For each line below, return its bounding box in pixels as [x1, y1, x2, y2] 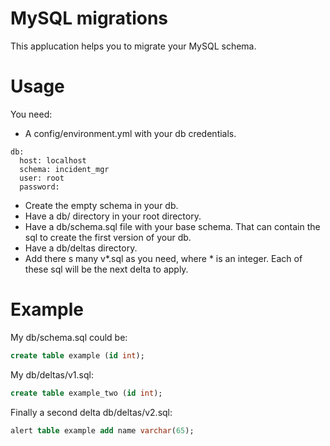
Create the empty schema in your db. [24, 199, 179, 211]
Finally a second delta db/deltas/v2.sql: [10, 406, 173, 418]
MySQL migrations [10, 7, 169, 30]
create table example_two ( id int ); [10, 388, 163, 398]
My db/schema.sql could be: [10, 331, 128, 343]
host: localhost [19, 155, 87, 166]
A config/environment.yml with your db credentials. [24, 127, 237, 139]
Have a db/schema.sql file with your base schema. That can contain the [24, 220, 321, 232]
